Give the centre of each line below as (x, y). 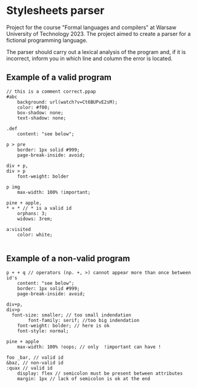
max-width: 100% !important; (54, 192)
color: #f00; (34, 107)
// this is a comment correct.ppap (51, 92)
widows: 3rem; (35, 219)
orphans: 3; (32, 213)
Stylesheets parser (55, 11)
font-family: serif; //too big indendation (84, 320)
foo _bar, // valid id (35, 357)
